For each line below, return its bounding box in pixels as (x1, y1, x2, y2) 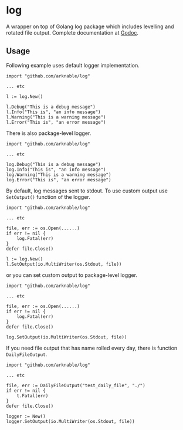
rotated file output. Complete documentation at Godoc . (6, 29, 139, 36)
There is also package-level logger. (6, 130, 91, 137)
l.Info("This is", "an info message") (6, 109, 101, 115)
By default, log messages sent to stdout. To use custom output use (6, 187, 168, 194)
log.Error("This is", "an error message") (6, 177, 111, 182)
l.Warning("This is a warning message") (6, 114, 107, 120)
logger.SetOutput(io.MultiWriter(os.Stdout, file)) (6, 418, 135, 424)
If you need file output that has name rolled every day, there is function (6, 344, 178, 351)
